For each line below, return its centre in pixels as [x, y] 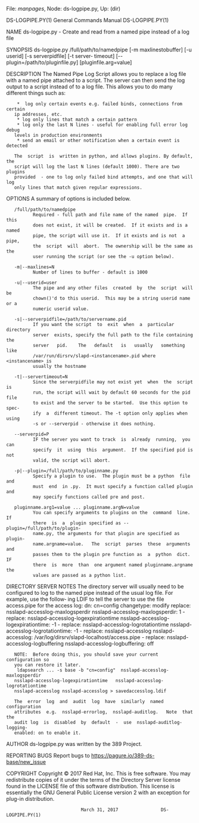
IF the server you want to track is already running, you [111, 440]
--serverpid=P [32, 434]
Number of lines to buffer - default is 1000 [90, 272]
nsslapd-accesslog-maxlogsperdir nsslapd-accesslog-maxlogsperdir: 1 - [96, 612]
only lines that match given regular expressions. [78, 188]
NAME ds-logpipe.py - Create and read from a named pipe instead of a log [98, 32]
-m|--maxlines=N [34, 267]
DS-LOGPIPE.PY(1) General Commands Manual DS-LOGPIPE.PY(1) [88, 20]
